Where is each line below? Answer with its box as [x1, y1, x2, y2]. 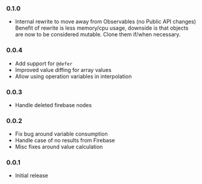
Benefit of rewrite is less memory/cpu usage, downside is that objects [14, 24, 189, 31]
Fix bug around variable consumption [14, 130, 108, 137]
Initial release [14, 172, 48, 179]
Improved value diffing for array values [14, 66, 112, 73]
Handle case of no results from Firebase [14, 137, 116, 144]
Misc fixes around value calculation [14, 143, 103, 151]
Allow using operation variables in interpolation [14, 73, 132, 80]
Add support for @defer [14, 59, 73, 67]
